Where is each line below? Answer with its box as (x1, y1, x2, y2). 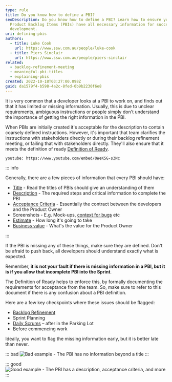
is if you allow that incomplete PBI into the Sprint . (5, 268, 112, 274)
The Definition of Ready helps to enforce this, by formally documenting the (5, 279, 163, 285)
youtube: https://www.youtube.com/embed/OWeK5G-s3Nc (5, 156, 120, 161)
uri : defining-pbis (5, 31, 47, 36)
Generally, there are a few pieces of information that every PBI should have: (5, 175, 165, 181)
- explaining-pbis (10, 74, 50, 79)
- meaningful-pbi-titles (10, 70, 63, 75)
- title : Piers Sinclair (10, 50, 63, 55)
